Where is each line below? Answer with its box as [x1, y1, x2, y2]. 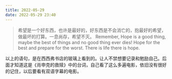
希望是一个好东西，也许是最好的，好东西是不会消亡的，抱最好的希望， [17, 27, 166, 33]
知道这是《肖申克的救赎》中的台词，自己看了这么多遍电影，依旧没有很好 [14, 62, 167, 68]
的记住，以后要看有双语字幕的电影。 [5, 68, 82, 74]
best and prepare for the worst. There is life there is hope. [17, 45, 140, 51]
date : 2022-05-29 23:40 [5, 12, 56, 17]
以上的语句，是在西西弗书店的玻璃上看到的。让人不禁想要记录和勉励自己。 [5, 55, 162, 62]
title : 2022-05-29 [5, 7, 45, 13]
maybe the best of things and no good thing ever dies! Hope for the [17, 39, 160, 45]
